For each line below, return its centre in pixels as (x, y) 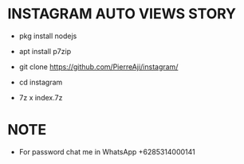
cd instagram (41, 82)
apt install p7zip (45, 51)
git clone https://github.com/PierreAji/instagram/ (98, 66)
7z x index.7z (41, 97)
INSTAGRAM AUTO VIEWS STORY (122, 14)
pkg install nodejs (48, 36)
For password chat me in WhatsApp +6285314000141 (107, 151)
